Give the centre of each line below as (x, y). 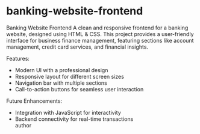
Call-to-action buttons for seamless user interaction (79, 89)
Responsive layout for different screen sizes (70, 76)
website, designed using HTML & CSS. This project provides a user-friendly (100, 34)
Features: (18, 58)
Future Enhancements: (34, 101)
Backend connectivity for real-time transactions (74, 119)
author (23, 125)
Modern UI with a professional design (61, 70)
